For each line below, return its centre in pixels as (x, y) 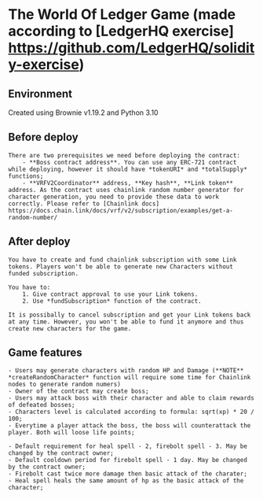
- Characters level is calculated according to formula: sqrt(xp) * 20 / (131, 412)
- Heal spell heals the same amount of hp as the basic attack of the (126, 481)
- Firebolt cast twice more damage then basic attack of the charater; (128, 474)
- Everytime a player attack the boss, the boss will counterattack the (130, 426)
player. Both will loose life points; (71, 433)
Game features (45, 353)
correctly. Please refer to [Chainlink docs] (84, 203)
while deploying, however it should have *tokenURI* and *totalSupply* (128, 169)
